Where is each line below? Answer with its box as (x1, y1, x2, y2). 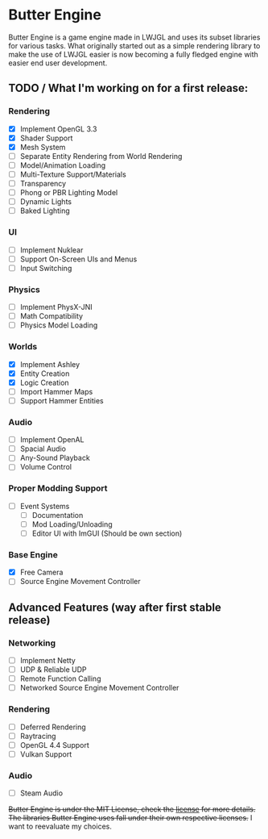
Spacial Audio (19, 444, 67, 453)
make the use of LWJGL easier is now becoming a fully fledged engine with (8, 49, 259, 59)
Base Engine (8, 549, 58, 560)
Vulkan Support (19, 749, 72, 759)
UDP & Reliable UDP (19, 665, 87, 674)
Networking (8, 637, 56, 649)
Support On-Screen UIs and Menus (19, 254, 138, 264)
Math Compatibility (19, 311, 83, 321)
